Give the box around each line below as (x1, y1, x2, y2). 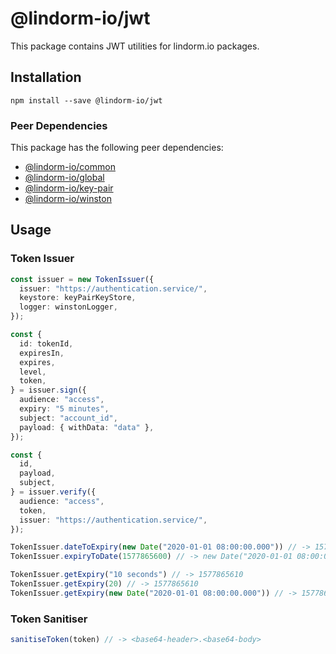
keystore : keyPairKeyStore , (19, 293, 137, 303)
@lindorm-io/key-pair (24, 182, 114, 194)
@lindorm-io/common (24, 161, 116, 173)
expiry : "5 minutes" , (19, 404, 110, 414)
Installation (10, 69, 82, 86)
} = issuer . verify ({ (10, 487, 97, 497)
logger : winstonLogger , (19, 302, 118, 312)
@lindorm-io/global (24, 172, 105, 184)
